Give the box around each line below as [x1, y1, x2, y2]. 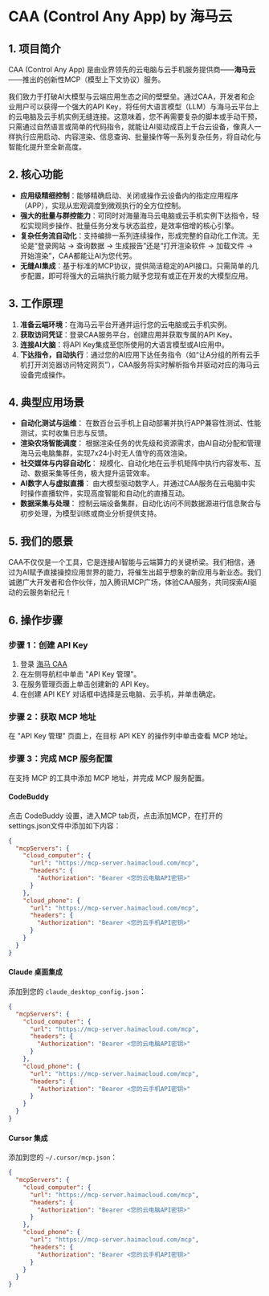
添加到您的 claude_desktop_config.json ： [8, 986, 147, 996]
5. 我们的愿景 [8, 534, 74, 548]
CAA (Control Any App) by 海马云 [8, 7, 233, 26]
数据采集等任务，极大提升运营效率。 [34, 468, 154, 478]
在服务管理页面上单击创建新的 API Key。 [19, 679, 154, 689]
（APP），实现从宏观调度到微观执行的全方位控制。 [19, 200, 186, 210]
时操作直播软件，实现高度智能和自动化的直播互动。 [19, 489, 190, 498]
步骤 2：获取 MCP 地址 [8, 711, 96, 722]
